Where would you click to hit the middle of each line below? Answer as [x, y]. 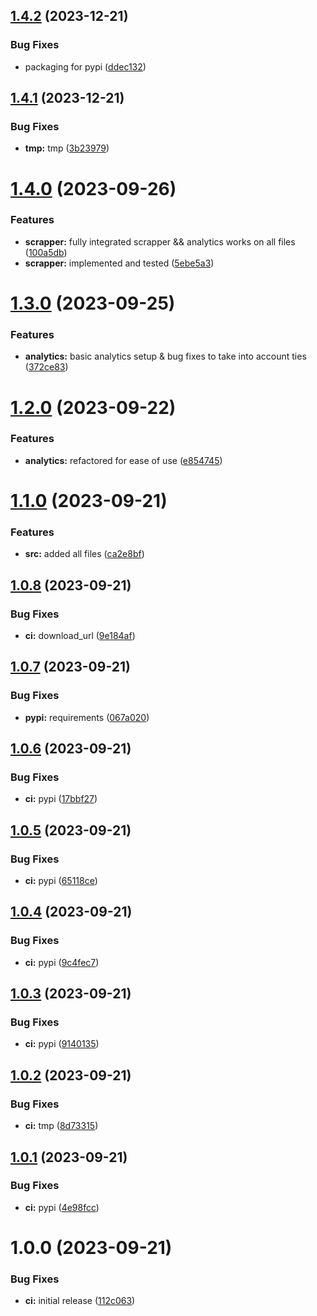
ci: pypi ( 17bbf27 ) [61, 799]
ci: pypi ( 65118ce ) [61, 881]
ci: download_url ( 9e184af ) [80, 635]
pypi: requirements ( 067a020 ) [87, 717]
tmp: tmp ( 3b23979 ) [67, 148]
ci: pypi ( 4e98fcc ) [62, 1207]
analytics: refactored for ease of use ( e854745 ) [123, 460]
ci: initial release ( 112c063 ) [80, 1301]
